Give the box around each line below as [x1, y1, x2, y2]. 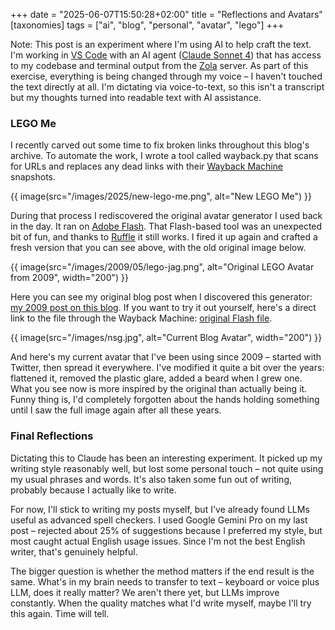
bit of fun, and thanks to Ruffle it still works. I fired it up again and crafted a [10, 231, 318, 243]
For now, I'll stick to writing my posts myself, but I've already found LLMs [10, 503, 310, 515]
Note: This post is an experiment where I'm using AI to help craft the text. [10, 39, 312, 50]
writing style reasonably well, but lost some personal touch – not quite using [10, 462, 324, 474]
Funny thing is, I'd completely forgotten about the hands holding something [10, 394, 320, 406]
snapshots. [10, 171, 57, 183]
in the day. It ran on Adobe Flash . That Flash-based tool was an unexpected [10, 220, 323, 233]
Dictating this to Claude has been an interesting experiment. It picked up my [10, 452, 323, 464]
